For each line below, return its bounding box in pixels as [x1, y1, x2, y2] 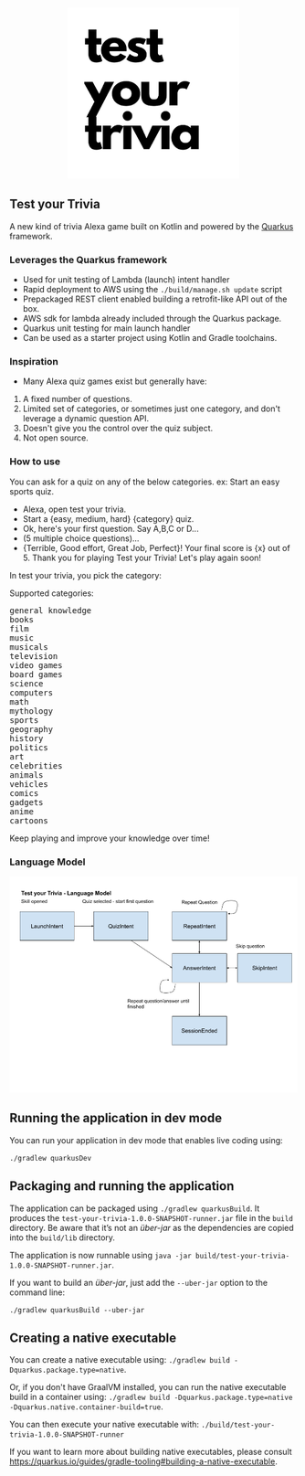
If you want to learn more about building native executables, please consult [9, 1447, 292, 1458]
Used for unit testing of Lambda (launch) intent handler [22, 274, 230, 285]
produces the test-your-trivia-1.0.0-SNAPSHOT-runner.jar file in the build [9, 1212, 294, 1223]
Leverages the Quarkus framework [9, 253, 167, 266]
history [9, 733, 44, 743]
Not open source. [22, 432, 89, 443]
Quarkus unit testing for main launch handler [22, 323, 191, 334]
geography [9, 724, 53, 734]
